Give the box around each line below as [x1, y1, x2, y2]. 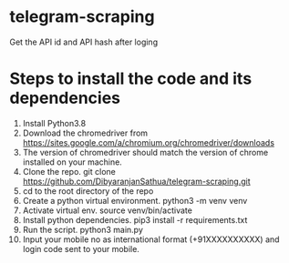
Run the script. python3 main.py [22, 224, 144, 235]
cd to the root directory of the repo [22, 185, 154, 197]
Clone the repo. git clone [22, 166, 116, 177]
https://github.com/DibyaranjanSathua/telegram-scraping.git [22, 176, 251, 187]
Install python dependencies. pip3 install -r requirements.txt [22, 214, 248, 225]
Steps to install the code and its [9, 68, 253, 89]
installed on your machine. [22, 157, 123, 167]
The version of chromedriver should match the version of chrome [22, 147, 269, 157]
